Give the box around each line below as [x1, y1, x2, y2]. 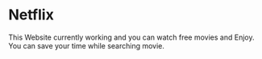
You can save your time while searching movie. [8, 40, 165, 50]
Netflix [8, 6, 54, 24]
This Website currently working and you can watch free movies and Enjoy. [8, 32, 255, 42]
